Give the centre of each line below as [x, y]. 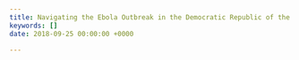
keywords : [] [34, 26]
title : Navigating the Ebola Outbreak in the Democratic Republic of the [150, 17]
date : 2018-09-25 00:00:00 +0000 [72, 34]
